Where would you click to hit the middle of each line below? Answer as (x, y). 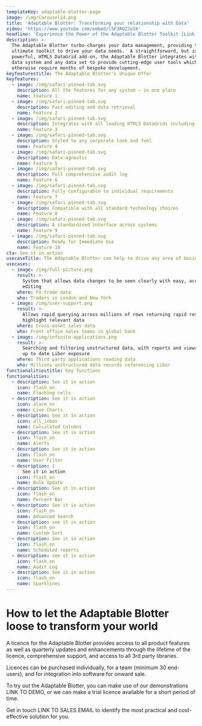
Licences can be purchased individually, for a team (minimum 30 (86, 668)
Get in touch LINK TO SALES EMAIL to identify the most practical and (92, 710)
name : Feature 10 (39, 247)
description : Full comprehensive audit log (72, 175)
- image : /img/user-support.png (52, 303)
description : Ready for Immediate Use (66, 242)
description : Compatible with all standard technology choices (98, 208)
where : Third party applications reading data (76, 359)
